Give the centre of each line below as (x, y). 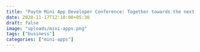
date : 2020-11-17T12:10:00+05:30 (48, 17)
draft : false (23, 23)
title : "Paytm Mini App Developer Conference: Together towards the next (101, 12)
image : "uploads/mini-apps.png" (47, 28)
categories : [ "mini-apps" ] (40, 39)
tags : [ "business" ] (31, 34)
